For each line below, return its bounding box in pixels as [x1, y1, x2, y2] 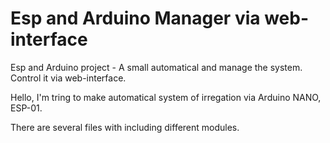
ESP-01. [10, 102, 43, 114]
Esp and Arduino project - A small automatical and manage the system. [10, 61, 303, 73]
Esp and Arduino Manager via [10, 7, 261, 30]
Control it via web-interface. [10, 72, 127, 84]
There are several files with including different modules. [10, 121, 240, 133]
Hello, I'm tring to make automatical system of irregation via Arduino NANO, [10, 91, 322, 103]
